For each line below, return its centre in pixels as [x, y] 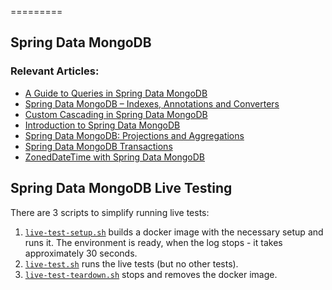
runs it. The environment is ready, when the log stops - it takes [153, 242]
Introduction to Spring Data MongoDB [102, 125]
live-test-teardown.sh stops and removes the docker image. [151, 274]
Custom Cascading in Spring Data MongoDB [116, 114]
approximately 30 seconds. [81, 253]
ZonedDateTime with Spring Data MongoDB [115, 157]
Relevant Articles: [55, 71]
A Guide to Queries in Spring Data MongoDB [116, 93]
